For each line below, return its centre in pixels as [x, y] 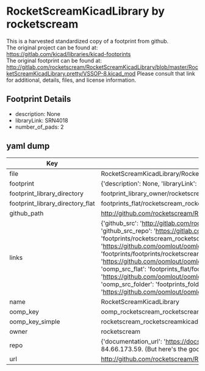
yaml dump [28, 146]
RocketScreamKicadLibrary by [85, 11]
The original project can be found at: [52, 48]
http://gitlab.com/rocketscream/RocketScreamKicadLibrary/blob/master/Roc [102, 67]
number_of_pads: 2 [39, 127]
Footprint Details [39, 99]
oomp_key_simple [35, 322]
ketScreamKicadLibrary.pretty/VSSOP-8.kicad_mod [71, 73]
